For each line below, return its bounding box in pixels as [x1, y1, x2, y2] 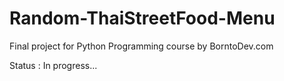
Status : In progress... [9, 59, 98, 71]
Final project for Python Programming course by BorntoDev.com [9, 40, 274, 52]
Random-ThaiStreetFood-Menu [9, 7, 276, 30]
